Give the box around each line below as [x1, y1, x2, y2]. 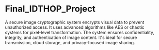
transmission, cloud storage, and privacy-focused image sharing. [5, 39, 135, 45]
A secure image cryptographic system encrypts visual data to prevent [5, 19, 144, 25]
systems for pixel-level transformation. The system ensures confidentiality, [5, 29, 155, 35]
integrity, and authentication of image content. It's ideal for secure [5, 35, 137, 40]
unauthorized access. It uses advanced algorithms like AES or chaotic [5, 24, 144, 30]
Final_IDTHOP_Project [5, 3, 95, 14]
